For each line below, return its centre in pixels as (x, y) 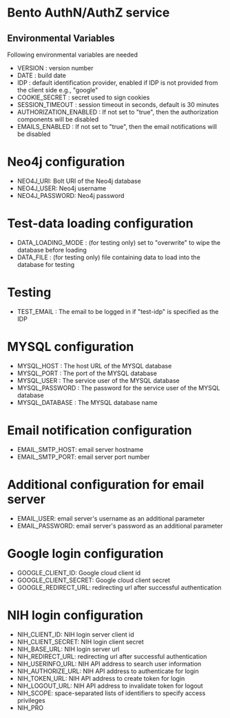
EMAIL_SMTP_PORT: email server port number (83, 457)
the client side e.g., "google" (57, 90)
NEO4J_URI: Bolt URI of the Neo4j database (79, 181)
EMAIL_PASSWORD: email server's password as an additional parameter (120, 526)
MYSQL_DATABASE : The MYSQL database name (87, 402)
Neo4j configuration (66, 162)
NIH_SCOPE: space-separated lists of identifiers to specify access (111, 693)
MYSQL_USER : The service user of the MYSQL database (98, 380)
